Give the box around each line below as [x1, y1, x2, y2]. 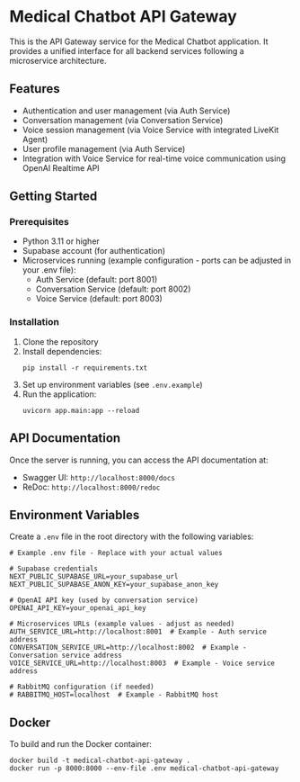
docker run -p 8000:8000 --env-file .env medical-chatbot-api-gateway [9, 764, 279, 773]
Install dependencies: [22, 346, 102, 356]
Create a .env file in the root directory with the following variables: [9, 531, 254, 542]
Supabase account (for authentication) [22, 246, 166, 256]
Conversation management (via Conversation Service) [22, 114, 224, 125]
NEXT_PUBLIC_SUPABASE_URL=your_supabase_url [9, 572, 179, 581]
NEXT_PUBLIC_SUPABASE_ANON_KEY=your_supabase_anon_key [9, 580, 219, 589]
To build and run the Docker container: [9, 739, 153, 750]
